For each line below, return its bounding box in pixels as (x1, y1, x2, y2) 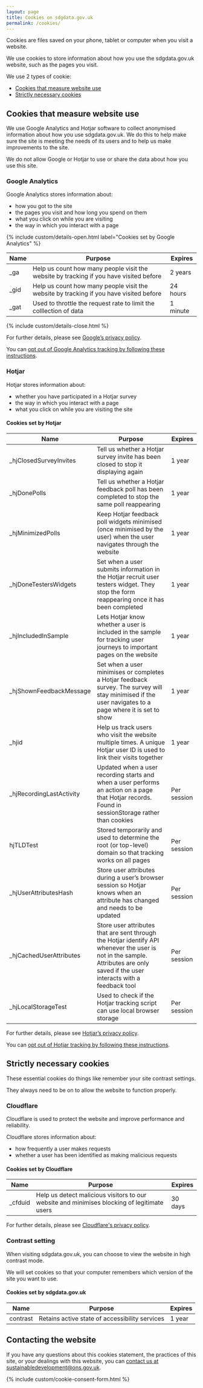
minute (170, 306, 190, 315)
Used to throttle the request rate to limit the (32, 299, 155, 308)
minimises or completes (96, 667, 164, 676)
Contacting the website (6, 1335, 97, 1345)
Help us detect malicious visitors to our (36, 1191, 147, 1199)
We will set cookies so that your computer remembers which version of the (6, 1268, 193, 1276)
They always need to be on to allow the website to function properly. (6, 1086, 177, 1094)
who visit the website (96, 730, 157, 739)
